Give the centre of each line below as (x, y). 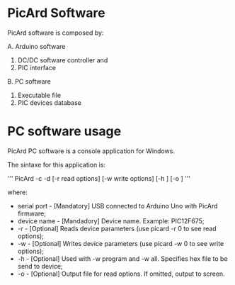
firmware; (31, 213)
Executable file (39, 95)
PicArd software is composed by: (56, 33)
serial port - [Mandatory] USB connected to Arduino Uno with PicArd (117, 206)
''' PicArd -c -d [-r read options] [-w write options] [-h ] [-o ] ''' (99, 178)
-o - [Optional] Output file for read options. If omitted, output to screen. (121, 274)
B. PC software (29, 81)
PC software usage (64, 132)
